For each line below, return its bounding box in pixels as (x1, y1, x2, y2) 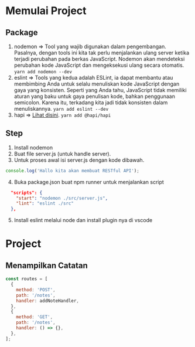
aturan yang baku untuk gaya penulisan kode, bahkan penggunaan (13, 93, 175, 100)
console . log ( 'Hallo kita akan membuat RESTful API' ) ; (5, 168, 140, 173)
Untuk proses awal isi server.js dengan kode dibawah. (13, 157, 145, 164)
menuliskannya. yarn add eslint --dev (13, 106, 109, 112)
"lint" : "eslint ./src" (16, 200, 74, 206)
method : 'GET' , (16, 314, 53, 320)
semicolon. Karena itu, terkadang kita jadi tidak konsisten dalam (13, 99, 168, 106)
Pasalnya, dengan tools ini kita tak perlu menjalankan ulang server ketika (13, 49, 190, 56)
